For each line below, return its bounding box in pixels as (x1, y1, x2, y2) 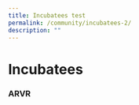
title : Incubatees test (8, 11, 86, 20)
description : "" (8, 26, 61, 34)
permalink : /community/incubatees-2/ (8, 19, 132, 27)
